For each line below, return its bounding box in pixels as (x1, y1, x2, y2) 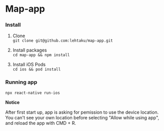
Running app (5, 78, 38, 86)
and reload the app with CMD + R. (5, 120, 76, 126)
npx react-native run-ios (5, 90, 60, 95)
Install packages (12, 47, 47, 54)
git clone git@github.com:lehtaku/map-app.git (12, 38, 113, 43)
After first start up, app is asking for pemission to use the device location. (5, 109, 159, 115)
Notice (5, 99, 20, 105)
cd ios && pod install (12, 67, 61, 72)
